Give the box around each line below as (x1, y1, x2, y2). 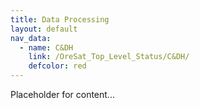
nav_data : (10, 33, 52, 43)
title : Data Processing (10, 14, 110, 25)
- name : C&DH (19, 42, 74, 53)
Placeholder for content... (10, 89, 115, 100)
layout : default (10, 24, 78, 34)
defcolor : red (28, 61, 87, 71)
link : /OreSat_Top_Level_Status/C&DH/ (28, 52, 190, 62)
